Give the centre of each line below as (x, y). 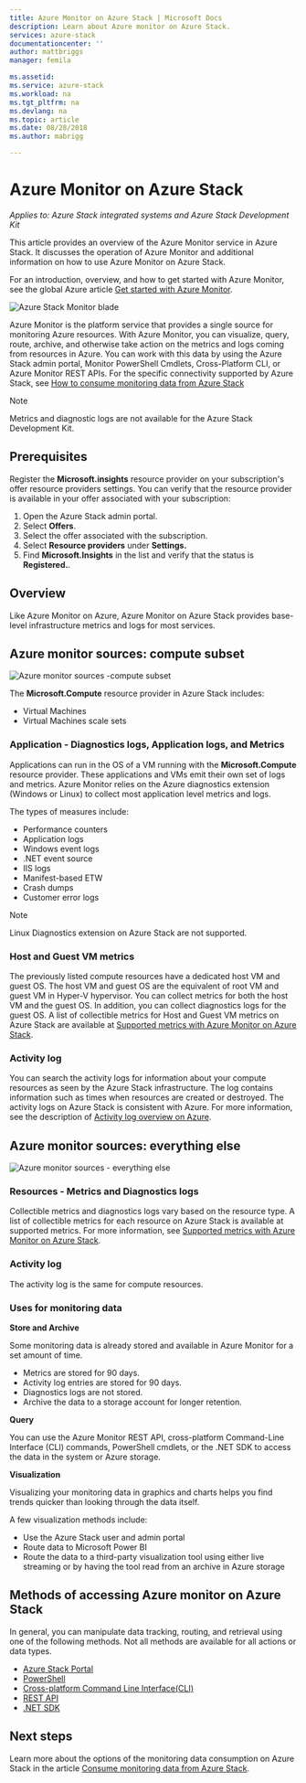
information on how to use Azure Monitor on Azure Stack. (118, 262)
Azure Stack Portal (58, 1669)
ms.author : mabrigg (47, 137)
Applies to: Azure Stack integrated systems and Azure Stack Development (149, 215)
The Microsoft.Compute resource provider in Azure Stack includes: (137, 694)
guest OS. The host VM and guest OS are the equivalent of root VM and (144, 986)
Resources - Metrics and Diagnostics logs (104, 1191)
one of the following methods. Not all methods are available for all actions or (153, 1641)
